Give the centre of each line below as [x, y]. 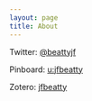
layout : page [34, 18]
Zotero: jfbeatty [38, 87]
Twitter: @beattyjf [43, 51]
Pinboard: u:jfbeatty [46, 69]
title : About [34, 26]
